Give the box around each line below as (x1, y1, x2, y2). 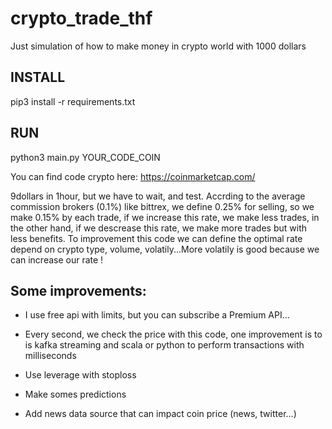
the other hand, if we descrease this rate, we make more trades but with (10, 222, 307, 234)
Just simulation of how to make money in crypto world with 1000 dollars (10, 40, 307, 52)
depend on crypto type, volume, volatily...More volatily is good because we (10, 243, 320, 255)
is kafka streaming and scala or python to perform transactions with (24, 339, 305, 351)
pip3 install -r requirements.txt (10, 95, 136, 107)
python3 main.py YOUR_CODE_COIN (10, 151, 161, 163)
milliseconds (24, 350, 77, 362)
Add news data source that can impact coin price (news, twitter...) (24, 408, 297, 420)
